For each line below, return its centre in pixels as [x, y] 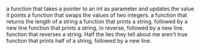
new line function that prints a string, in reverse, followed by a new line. [95, 28]
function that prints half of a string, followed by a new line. [79, 41]
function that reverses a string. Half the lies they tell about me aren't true [97, 34]
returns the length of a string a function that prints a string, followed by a [97, 21]
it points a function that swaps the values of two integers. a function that [97, 15]
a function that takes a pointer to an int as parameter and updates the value [100, 9]
